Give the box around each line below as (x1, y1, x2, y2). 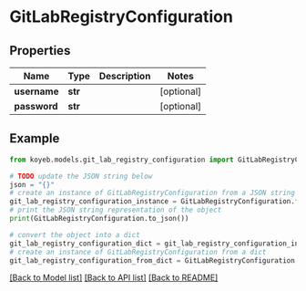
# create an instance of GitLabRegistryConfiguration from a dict (9, 247, 267, 256)
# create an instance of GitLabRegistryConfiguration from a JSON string (9, 189, 296, 198)
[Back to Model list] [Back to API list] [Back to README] (9, 272, 219, 284)
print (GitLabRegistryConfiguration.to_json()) (9, 214, 189, 223)
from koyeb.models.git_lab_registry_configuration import (9, 155, 234, 164)
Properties (9, 43, 71, 58)
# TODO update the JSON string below (9, 171, 153, 181)
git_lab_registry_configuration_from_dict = (9, 255, 181, 265)
